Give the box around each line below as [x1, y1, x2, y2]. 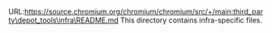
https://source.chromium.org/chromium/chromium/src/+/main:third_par [24, 7, 264, 16]
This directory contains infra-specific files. [120, 15, 262, 25]
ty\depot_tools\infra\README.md [8, 15, 119, 25]
